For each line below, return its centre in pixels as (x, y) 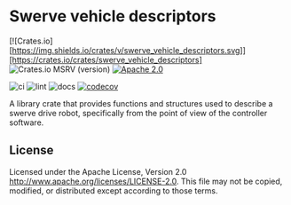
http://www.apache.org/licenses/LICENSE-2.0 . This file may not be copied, (146, 181)
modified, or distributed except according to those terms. (114, 190)
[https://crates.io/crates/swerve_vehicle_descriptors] (106, 59)
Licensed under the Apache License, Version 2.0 (98, 171)
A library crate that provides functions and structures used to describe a (141, 103)
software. (27, 122)
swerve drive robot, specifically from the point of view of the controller (138, 113)
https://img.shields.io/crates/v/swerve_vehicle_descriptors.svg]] (129, 50)
